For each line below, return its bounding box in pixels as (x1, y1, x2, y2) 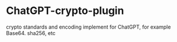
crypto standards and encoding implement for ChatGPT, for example (6, 23, 171, 30)
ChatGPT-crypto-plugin (6, 4, 124, 17)
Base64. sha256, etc (6, 29, 55, 36)
